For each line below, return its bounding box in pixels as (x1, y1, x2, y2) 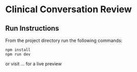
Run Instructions (5, 24, 60, 33)
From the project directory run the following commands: (5, 37, 123, 43)
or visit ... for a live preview (5, 61, 62, 67)
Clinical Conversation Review (5, 4, 132, 15)
